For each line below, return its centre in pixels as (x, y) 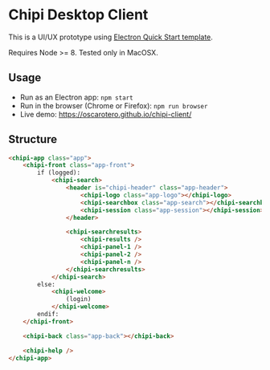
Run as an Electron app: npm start (77, 97)
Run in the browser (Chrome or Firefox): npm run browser (114, 105)
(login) (78, 299)
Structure (33, 139)
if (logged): (59, 173)
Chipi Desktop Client (78, 15)
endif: (48, 315)
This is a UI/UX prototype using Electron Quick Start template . (110, 37)
